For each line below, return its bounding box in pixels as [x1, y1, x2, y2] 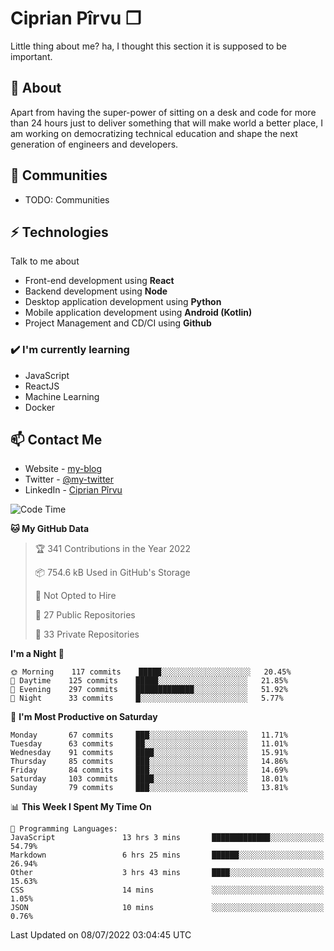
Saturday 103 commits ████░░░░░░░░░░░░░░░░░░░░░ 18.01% [10, 774, 288, 784]
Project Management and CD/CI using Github [24, 317, 212, 329]
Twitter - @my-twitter [24, 473, 115, 486]
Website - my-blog [24, 463, 103, 475]
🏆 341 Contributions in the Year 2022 [34, 543, 192, 555]
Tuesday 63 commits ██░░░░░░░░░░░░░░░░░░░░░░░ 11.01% [10, 739, 288, 749]
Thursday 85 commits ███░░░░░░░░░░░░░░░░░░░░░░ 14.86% [10, 757, 288, 767]
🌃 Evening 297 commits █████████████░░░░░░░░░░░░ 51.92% [10, 685, 288, 695]
